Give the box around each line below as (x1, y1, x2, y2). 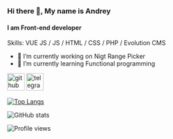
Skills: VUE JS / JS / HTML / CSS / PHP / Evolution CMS (7, 39, 166, 47)
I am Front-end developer (7, 24, 82, 32)
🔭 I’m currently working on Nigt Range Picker (17, 52, 145, 61)
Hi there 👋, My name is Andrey (7, 6, 111, 16)
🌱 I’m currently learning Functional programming (17, 59, 156, 68)
